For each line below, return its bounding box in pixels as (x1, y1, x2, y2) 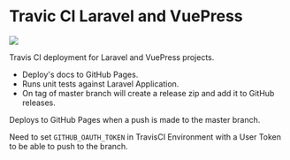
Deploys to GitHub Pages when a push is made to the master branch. (9, 114, 261, 125)
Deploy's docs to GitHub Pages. (21, 69, 139, 80)
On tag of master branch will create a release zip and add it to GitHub (21, 88, 275, 98)
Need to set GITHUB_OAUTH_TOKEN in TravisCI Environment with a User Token (9, 131, 281, 142)
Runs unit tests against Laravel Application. (21, 78, 179, 89)
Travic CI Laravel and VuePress (9, 6, 243, 27)
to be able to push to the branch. (9, 141, 128, 151)
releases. (21, 97, 56, 108)
